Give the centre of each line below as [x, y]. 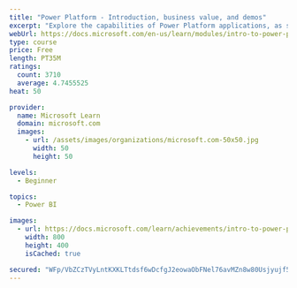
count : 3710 [39, 75]
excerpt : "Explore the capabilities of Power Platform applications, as [146, 26]
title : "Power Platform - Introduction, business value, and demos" [138, 17]
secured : [25, 269]
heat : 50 [25, 91]
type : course [33, 42]
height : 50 [53, 156]
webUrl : [23, 34]
